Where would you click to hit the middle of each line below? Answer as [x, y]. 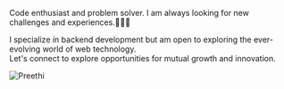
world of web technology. [89, 49]
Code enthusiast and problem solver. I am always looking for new [129, 13]
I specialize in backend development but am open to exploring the [130, 40]
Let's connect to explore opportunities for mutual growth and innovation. [142, 58]
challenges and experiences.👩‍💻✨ [70, 22]
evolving [25, 49]
